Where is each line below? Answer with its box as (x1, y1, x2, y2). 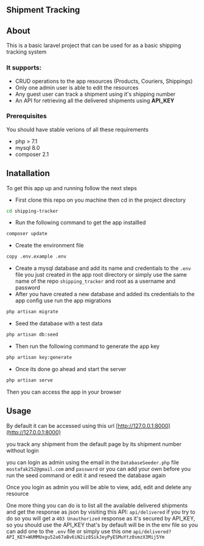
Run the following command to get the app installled (15, 219, 146, 226)
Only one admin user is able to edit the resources (15, 83, 139, 91)
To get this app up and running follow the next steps (6, 184, 137, 191)
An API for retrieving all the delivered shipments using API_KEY (15, 97, 175, 104)
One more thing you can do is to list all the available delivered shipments (6, 502, 188, 509)
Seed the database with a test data (15, 320, 103, 327)
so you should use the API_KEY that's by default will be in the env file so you (6, 521, 199, 528)
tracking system (6, 48, 47, 55)
